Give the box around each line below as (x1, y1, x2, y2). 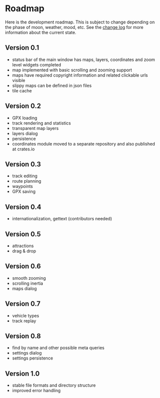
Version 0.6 (5, 262, 41, 271)
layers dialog (12, 130, 38, 136)
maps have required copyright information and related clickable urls (12, 72, 148, 78)
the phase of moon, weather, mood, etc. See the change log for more (5, 24, 143, 30)
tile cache (12, 87, 32, 93)
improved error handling (12, 388, 61, 394)
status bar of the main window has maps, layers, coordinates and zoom (12, 57, 156, 63)
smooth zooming (12, 275, 46, 281)
